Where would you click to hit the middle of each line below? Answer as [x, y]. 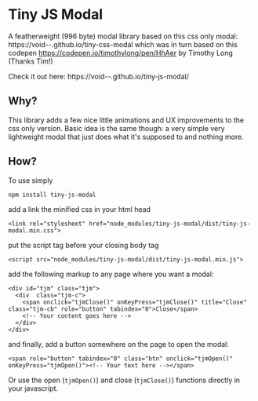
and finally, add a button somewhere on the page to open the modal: [119, 344]
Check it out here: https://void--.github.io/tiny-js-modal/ [99, 76]
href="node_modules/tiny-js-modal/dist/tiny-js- [170, 224]
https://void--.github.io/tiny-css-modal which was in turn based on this [123, 44]
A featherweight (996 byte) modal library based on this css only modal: [123, 36]
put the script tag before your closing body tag [84, 245]
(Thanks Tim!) [31, 61]
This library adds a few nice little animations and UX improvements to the [126, 120]
